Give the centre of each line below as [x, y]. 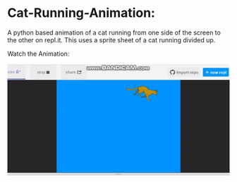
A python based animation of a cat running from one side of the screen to [114, 32]
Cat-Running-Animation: [81, 13]
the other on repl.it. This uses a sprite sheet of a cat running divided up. [111, 40]
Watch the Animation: [38, 54]
